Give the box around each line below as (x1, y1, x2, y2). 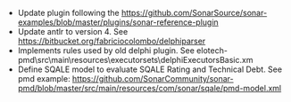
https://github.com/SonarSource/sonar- (121, 8, 268, 18)
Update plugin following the (17, 8, 120, 18)
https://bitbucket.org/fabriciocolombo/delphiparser (17, 35, 206, 46)
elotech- (195, 45, 228, 56)
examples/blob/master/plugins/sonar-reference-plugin (17, 17, 219, 27)
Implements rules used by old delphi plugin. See (17, 45, 195, 56)
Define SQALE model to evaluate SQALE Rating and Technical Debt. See (17, 64, 283, 75)
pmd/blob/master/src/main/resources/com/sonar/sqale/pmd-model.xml (17, 83, 282, 93)
